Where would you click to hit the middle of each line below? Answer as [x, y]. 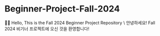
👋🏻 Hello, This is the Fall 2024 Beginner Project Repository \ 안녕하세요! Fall [80, 23]
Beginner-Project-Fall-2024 [62, 9]
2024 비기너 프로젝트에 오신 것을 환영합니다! [47, 29]
